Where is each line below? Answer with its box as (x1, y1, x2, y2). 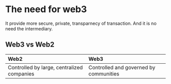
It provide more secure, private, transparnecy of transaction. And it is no (5, 20, 157, 26)
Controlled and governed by (88, 64, 156, 71)
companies (8, 70, 35, 77)
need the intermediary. (5, 25, 53, 31)
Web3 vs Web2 (5, 40, 55, 49)
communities (88, 70, 120, 77)
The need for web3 (5, 4, 88, 15)
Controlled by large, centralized (8, 64, 83, 71)
